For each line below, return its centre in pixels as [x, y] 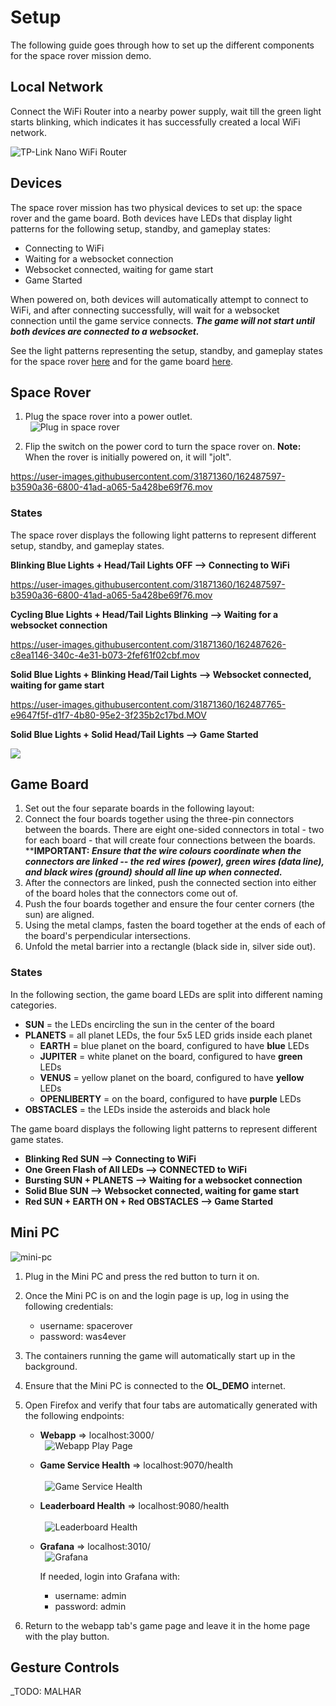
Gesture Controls [65, 1667]
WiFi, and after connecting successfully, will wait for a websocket [145, 310]
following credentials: [69, 1306]
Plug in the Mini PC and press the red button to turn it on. [142, 1276]
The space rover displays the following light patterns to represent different [163, 535]
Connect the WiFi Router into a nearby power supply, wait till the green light [166, 111]
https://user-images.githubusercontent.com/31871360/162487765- [148, 704]
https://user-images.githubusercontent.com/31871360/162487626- [148, 644]
